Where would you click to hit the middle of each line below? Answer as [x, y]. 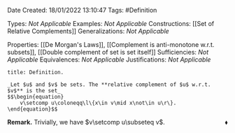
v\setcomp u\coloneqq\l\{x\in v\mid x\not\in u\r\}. [98, 103]
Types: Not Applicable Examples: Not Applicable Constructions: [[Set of [111, 23]
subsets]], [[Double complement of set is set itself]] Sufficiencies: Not [108, 52]
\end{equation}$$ [33, 109]
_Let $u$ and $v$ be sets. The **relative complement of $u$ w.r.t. [109, 85]
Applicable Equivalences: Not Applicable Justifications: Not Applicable [109, 59]
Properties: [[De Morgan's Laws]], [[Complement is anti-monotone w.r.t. [111, 44]
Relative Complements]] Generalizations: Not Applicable [88, 31]
